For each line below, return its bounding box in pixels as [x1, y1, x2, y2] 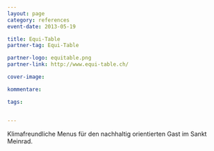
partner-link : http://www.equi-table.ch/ [7, 61, 129, 68]
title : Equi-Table [7, 35, 60, 42]
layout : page [7, 10, 45, 17]
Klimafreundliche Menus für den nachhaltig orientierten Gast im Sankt [7, 130, 207, 138]
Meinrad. [7, 136, 33, 145]
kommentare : [7, 86, 42, 93]
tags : [7, 98, 23, 105]
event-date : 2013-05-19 [7, 23, 76, 30]
